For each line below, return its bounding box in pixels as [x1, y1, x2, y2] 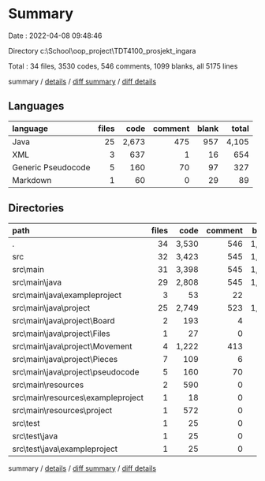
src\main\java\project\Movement [12, 341, 132, 352]
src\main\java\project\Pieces [12, 353, 118, 364]
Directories [8, 202, 65, 215]
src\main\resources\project [12, 405, 113, 416]
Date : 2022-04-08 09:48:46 [8, 31, 103, 40]
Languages [8, 99, 65, 113]
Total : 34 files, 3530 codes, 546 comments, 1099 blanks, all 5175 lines [8, 61, 238, 71]
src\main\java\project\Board [12, 315, 116, 326]
